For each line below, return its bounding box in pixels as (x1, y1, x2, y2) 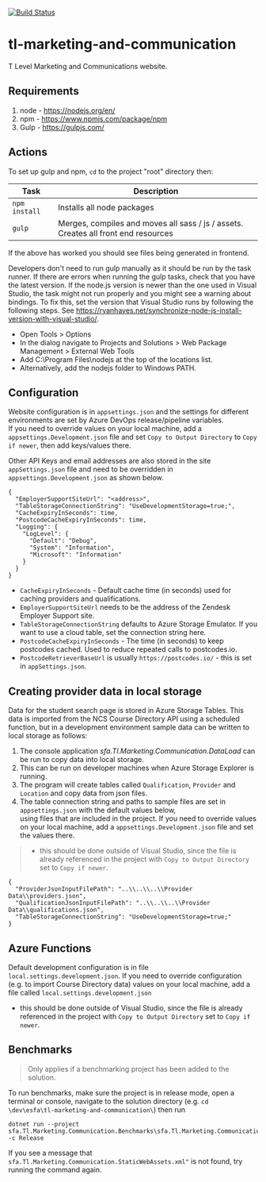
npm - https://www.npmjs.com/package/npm (19, 114, 168, 123)
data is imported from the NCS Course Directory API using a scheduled (8, 714, 240, 724)
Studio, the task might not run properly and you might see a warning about (8, 288, 252, 298)
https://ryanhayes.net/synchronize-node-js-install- (75, 306, 242, 315)
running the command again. (8, 1165, 102, 1174)
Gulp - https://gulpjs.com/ (19, 122, 104, 132)
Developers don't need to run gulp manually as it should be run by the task (8, 263, 252, 273)
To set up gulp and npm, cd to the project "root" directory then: (8, 167, 214, 176)
